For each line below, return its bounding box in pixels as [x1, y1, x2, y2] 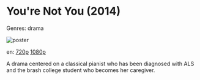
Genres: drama [6, 24, 44, 32]
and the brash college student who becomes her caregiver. [6, 66, 155, 74]
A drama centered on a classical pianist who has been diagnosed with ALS [6, 60, 194, 67]
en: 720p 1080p [6, 48, 46, 56]
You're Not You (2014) [6, 4, 121, 18]
